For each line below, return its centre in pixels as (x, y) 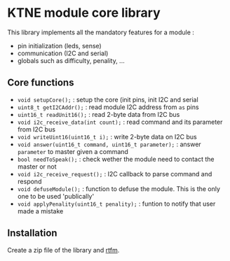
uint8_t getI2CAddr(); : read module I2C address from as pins (108, 107)
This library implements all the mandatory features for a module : (101, 32)
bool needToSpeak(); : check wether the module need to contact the (116, 159)
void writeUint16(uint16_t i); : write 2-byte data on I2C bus (107, 136)
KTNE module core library (84, 13)
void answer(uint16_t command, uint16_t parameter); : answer (109, 144)
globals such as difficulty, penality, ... (71, 60)
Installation (32, 233)
